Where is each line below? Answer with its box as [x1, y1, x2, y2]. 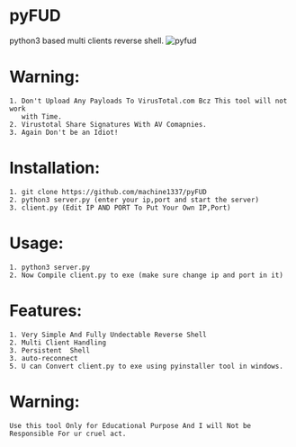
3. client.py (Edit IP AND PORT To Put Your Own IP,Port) [9, 203, 231, 212]
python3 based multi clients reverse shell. [9, 35, 165, 46]
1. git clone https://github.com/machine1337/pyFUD [9, 187, 207, 196]
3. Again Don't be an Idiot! [9, 128, 119, 137]
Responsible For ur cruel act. [9, 429, 127, 438]
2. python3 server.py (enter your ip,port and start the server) [9, 195, 259, 204]
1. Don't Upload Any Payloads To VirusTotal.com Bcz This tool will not [9, 96, 288, 105]
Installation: [9, 158, 101, 178]
